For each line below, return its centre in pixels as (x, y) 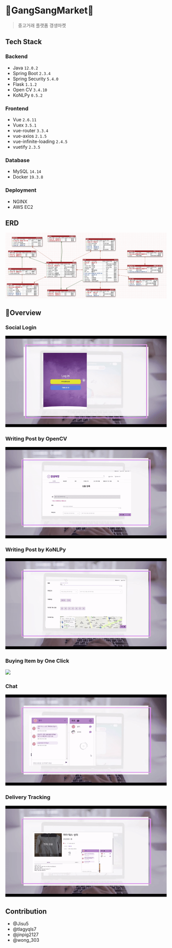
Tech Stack (24, 42)
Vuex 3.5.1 (25, 125)
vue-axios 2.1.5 (30, 136)
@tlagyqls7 (25, 929)
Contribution (26, 911)
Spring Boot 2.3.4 (32, 73)
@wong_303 (26, 940)
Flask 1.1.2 (25, 84)
